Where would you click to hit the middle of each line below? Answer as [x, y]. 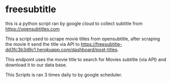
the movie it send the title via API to [43, 44]
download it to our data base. [36, 65]
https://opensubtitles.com [33, 29]
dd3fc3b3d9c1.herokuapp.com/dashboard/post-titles [61, 49]
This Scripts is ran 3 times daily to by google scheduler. [64, 74]
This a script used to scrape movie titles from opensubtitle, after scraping [83, 39]
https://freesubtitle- [102, 44]
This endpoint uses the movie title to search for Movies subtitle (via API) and [86, 59]
